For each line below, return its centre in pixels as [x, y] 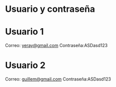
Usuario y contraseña [50, 9]
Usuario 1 [24, 32]
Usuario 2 [25, 65]
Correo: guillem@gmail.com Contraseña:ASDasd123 [58, 79]
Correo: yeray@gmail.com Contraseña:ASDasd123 [56, 45]
